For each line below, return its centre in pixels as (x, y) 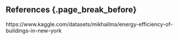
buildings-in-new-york (34, 30)
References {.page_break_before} (71, 10)
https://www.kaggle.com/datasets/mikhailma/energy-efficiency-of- (89, 24)
